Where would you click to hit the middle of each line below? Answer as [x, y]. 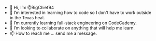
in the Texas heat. [27, 18]
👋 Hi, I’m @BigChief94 [32, 7]
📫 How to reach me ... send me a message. [53, 33]
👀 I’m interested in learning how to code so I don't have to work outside [80, 13]
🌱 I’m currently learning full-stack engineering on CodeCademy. [73, 23]
